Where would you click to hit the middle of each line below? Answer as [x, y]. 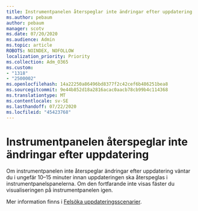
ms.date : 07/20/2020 [32, 34]
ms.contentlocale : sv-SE [37, 101]
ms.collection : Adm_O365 [37, 62]
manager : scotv [25, 28]
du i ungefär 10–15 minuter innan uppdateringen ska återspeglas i [87, 177]
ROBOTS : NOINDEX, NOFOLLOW [40, 51]
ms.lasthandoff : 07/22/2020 [42, 106]
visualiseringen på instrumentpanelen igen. [60, 190]
